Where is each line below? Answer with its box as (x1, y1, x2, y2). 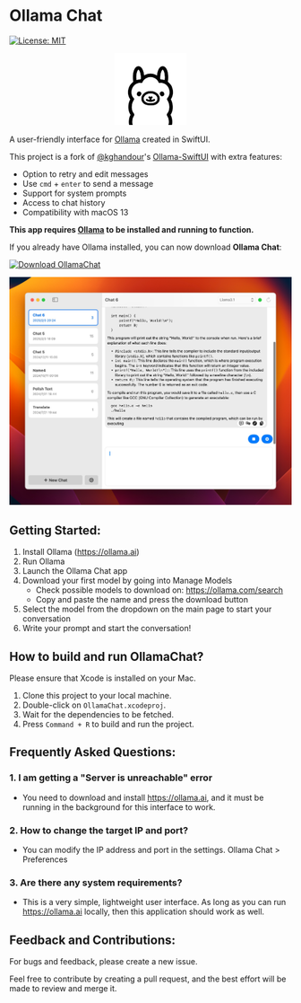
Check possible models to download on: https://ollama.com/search (35, 585, 284, 595)
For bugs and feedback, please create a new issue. (9, 956, 198, 967)
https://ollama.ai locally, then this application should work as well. (21, 906, 265, 917)
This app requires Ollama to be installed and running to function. (9, 224, 254, 234)
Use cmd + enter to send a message (21, 178, 154, 189)
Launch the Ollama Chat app (21, 566, 128, 576)
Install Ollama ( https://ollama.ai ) (21, 547, 141, 558)
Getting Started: (9, 523, 101, 538)
